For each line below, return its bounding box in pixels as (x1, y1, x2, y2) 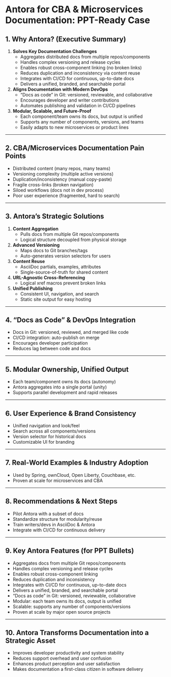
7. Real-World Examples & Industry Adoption (5, 458, 149, 467)
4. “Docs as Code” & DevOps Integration (5, 316, 136, 325)
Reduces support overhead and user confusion (12, 655, 112, 662)
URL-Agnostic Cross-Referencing (12, 274, 85, 280)
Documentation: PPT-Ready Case (5, 14, 150, 26)
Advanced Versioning (12, 241, 60, 248)
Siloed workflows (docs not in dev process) (12, 187, 104, 193)
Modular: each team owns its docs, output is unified (12, 598, 122, 604)
